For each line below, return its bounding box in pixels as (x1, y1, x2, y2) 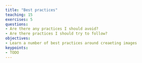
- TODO (5, 50, 19, 55)
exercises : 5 (5, 17, 33, 22)
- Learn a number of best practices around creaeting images (5, 41, 137, 46)
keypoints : (5, 45, 28, 50)
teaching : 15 (5, 12, 33, 17)
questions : (5, 21, 28, 27)
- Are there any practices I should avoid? (5, 26, 99, 31)
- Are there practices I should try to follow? (5, 31, 108, 36)
